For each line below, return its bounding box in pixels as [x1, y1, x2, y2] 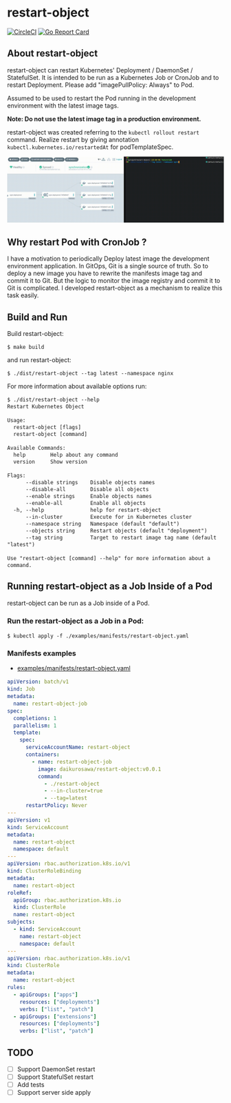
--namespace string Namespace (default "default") [25, 520, 180, 527]
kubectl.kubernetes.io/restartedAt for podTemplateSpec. [7, 143, 174, 151]
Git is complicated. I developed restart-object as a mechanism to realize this [7, 284, 223, 292]
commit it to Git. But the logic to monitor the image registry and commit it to [7, 277, 221, 285]
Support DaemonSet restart [16, 1065, 96, 1073]
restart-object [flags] [13, 424, 81, 430]
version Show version [13, 458, 88, 465]
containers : [25, 751, 60, 758]
